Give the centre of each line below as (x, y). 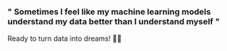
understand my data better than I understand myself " (113, 21)
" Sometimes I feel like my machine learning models (109, 12)
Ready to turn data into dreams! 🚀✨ (65, 38)
